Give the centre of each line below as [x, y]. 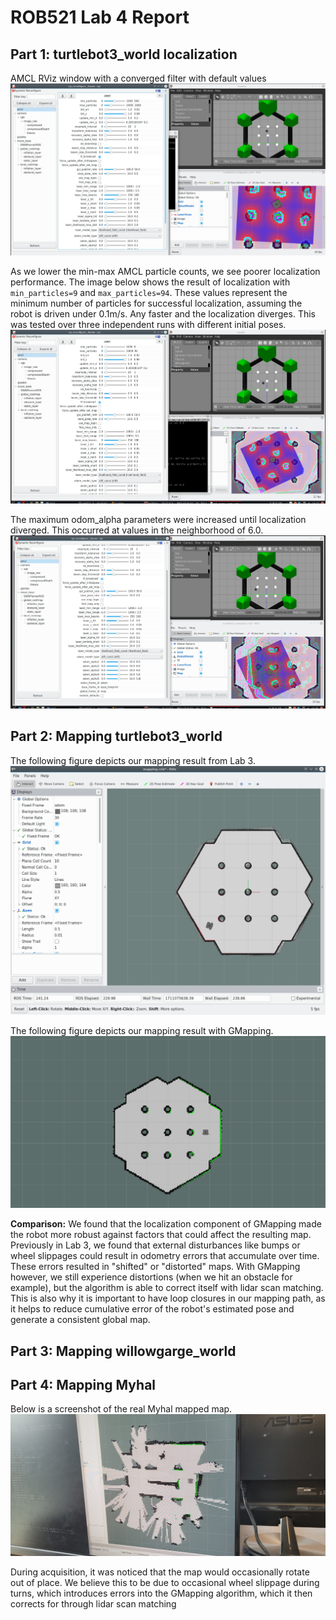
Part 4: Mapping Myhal [83, 1384]
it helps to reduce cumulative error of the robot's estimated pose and [152, 1309]
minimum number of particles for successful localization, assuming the [156, 303]
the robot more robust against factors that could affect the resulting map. [161, 1235]
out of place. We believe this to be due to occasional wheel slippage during [165, 1583]
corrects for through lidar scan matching [93, 1604]
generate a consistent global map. [80, 1320]
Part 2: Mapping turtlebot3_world [116, 736]
